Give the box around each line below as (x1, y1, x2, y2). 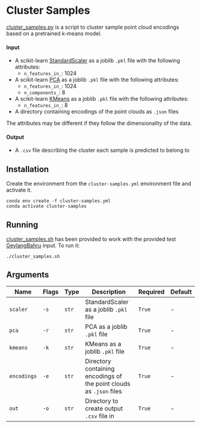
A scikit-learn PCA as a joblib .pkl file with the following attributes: (14, 76, 179, 83)
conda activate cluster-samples (6, 203, 87, 209)
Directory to (84, 397, 118, 405)
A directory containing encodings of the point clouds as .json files (14, 108, 179, 115)
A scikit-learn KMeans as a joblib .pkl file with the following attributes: (14, 95, 189, 103)
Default (170, 288, 192, 296)
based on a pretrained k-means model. (6, 29, 102, 37)
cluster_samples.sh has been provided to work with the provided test (6, 235, 176, 243)
